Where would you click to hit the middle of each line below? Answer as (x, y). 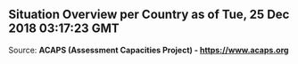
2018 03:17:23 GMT (64, 29)
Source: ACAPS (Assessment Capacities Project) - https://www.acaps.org (149, 50)
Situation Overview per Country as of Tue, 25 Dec (149, 15)
